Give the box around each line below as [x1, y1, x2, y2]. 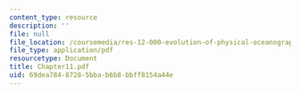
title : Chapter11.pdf [9, 63, 90, 72]
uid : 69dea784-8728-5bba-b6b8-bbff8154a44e [9, 71, 174, 80]
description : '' [9, 21, 70, 30]
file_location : [9, 37, 66, 47]
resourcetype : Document [9, 54, 98, 63]
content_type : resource [9, 12, 98, 22]
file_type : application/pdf [9, 46, 114, 55]
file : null [9, 29, 50, 38]
